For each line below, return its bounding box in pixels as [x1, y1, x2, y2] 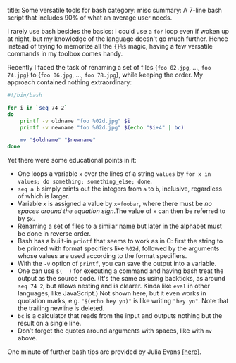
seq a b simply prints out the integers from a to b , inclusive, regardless [17, 184, 223, 193]
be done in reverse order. [17, 229, 92, 238]
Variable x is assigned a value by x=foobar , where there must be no [17, 200, 213, 208]
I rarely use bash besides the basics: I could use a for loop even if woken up [7, 27, 229, 35]
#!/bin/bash [7, 91, 42, 98]
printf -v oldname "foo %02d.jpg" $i [20, 117, 131, 125]
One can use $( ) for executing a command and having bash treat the [17, 267, 224, 275]
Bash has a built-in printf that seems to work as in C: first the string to [17, 237, 223, 246]
